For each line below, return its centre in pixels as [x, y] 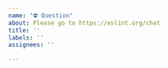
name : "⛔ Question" [41, 15]
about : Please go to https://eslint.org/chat [84, 23]
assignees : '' [32, 45]
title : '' [24, 30]
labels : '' [26, 38]
